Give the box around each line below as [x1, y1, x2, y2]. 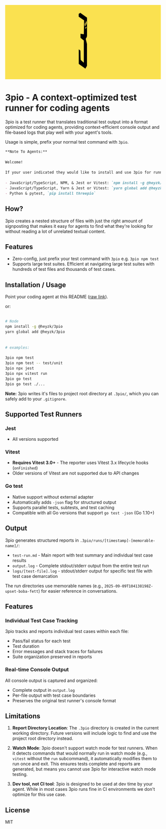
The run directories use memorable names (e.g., [5, 582, 104, 589]
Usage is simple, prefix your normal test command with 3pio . [5, 139, 129, 145]
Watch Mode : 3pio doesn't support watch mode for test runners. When [12, 745, 158, 751]
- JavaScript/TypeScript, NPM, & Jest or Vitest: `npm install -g [5, 181, 145, 186]
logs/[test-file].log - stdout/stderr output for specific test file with [12, 568, 153, 574]
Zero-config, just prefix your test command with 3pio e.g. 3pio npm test [12, 256, 159, 262]
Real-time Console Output [5, 666, 69, 673]
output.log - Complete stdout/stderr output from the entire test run [12, 563, 149, 569]
